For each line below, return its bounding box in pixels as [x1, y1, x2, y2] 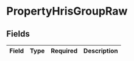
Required [51, 47, 78, 55]
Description [83, 47, 119, 55]
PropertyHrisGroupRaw [6, 4, 128, 18]
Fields [6, 29, 30, 39]
